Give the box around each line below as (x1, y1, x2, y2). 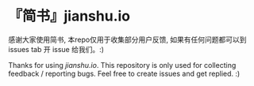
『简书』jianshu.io (8, 7, 131, 25)
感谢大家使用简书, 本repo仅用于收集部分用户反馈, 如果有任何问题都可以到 (8, 35, 248, 44)
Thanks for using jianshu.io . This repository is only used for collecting (8, 60, 237, 69)
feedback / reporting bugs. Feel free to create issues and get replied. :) (8, 69, 241, 78)
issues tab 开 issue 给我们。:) (8, 44, 105, 54)
